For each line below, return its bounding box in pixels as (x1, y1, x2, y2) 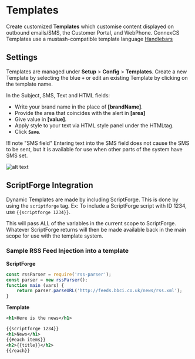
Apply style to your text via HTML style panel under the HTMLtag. (14, 121, 174, 129)
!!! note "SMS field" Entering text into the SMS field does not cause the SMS (6, 139, 190, 147)
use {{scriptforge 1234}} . (6, 208, 71, 215)
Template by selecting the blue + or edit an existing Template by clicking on (6, 74, 188, 81)
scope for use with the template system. (6, 232, 103, 239)
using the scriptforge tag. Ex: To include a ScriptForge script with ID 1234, (6, 202, 187, 209)
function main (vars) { (6, 282, 65, 288)
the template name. (6, 80, 53, 87)
